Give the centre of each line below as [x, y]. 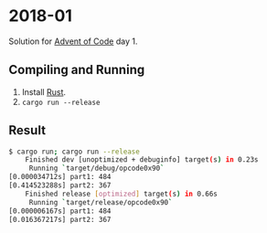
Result [27, 130]
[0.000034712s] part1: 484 [60, 177]
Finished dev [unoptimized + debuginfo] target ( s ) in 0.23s [142, 160]
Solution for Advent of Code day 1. [73, 41]
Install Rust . [43, 91]
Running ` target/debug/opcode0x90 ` [97, 169]
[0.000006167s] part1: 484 [60, 211]
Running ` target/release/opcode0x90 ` [101, 202]
